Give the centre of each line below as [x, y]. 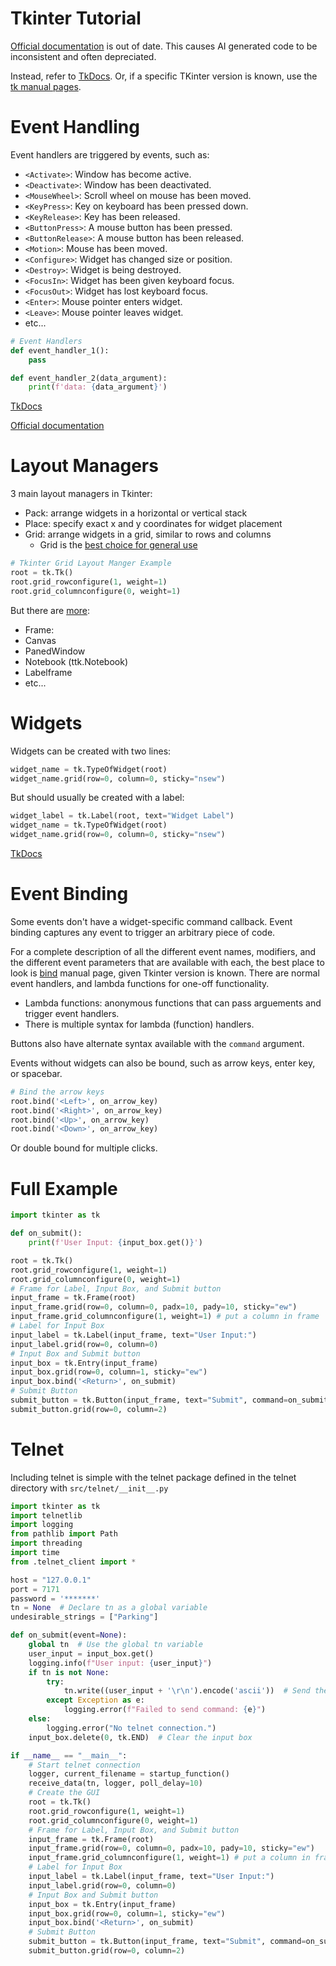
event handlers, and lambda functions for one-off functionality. [140, 983]
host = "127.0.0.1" [51, 1580]
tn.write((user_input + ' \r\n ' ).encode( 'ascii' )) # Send [187, 1691]
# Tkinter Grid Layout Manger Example [91, 563]
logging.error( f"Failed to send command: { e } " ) [165, 1710]
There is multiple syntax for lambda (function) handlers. [139, 1024]
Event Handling [75, 127]
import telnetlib [46, 1515]
